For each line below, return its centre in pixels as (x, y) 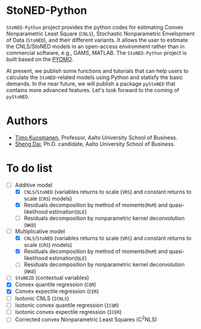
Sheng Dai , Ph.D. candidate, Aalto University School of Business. (95, 144)
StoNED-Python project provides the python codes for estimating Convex (95, 27)
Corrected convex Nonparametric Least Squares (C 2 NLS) (86, 319)
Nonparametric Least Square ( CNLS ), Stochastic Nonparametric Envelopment (100, 33)
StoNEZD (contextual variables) (52, 278)
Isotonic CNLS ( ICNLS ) (42, 298)
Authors (27, 121)
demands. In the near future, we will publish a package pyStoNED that (91, 83)
